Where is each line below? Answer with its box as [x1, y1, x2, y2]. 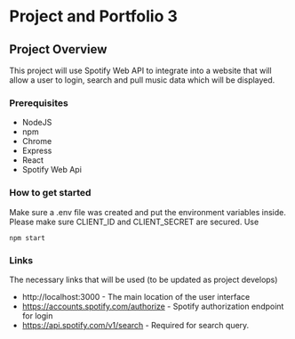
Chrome [21, 136, 52, 147]
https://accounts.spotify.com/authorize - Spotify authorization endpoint [21, 301, 284, 311]
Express [21, 145, 52, 157]
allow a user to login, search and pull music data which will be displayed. [9, 75, 275, 85]
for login [21, 310, 53, 321]
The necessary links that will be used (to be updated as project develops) [9, 274, 278, 285]
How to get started [9, 187, 92, 199]
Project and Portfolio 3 [9, 6, 178, 27]
